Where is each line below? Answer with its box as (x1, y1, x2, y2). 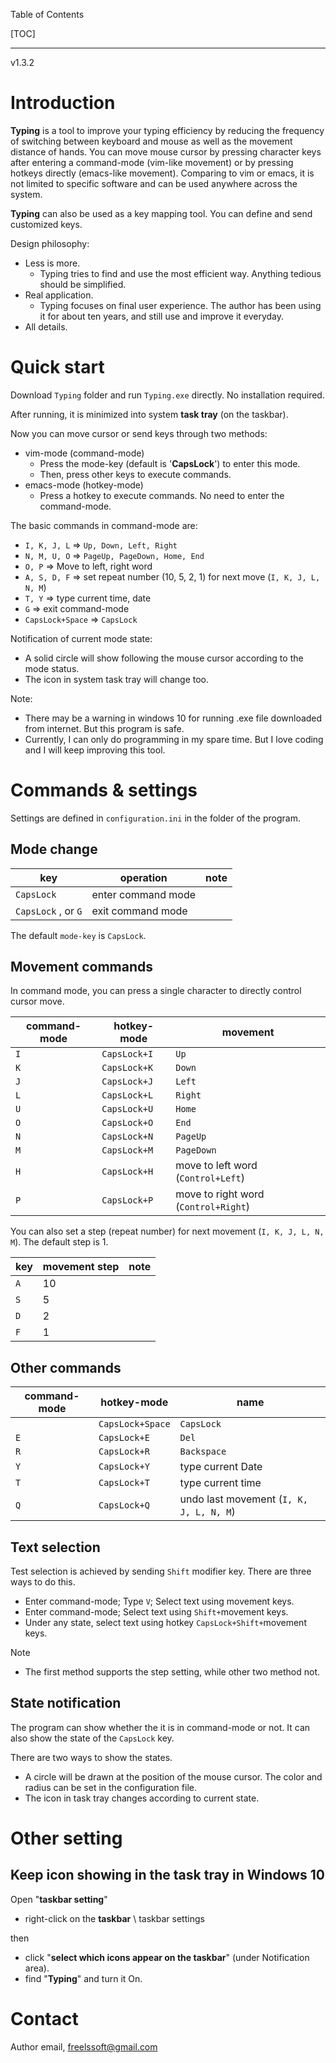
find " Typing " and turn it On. (24, 1972, 143, 1984)
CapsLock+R (98, 1446, 150, 1458)
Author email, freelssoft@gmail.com (10, 2040, 158, 2053)
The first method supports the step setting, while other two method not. (24, 1666, 321, 1678)
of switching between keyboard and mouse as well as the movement (10, 135, 293, 147)
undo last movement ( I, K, (179, 1492, 308, 1506)
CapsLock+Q (98, 1500, 150, 1511)
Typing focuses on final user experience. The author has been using (39, 299, 322, 311)
